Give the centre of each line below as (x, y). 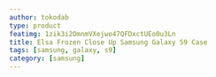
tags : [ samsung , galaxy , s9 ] (63, 50)
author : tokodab (39, 17)
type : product (35, 26)
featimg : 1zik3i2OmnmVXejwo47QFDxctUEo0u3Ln (93, 34)
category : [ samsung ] (47, 58)
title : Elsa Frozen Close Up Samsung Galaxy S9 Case (108, 42)
